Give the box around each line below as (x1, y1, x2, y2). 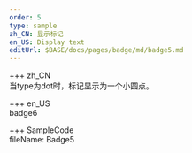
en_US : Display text (9, 37, 86, 47)
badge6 (9, 108, 38, 119)
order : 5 (9, 12, 42, 22)
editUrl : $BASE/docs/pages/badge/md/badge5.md (9, 46, 184, 55)
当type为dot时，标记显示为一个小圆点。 (9, 80, 155, 91)
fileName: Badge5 (9, 134, 75, 145)
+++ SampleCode (9, 125, 74, 135)
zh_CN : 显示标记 (9, 29, 64, 38)
